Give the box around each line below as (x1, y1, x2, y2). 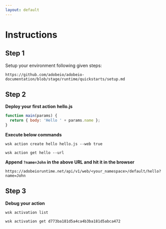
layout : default (5, 7, 39, 13)
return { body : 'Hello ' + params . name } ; (10, 118, 100, 123)
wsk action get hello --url (5, 150, 65, 156)
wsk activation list (5, 210, 49, 215)
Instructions (5, 29, 58, 40)
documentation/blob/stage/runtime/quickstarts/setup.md (5, 77, 125, 82)
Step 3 (5, 187, 26, 195)
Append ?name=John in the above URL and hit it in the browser (5, 159, 135, 165)
